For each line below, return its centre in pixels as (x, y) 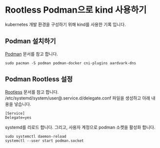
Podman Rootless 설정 (39, 79)
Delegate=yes (18, 117)
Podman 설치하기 (30, 41)
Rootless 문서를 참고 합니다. (32, 92)
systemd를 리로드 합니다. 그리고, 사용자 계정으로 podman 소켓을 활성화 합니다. (80, 127)
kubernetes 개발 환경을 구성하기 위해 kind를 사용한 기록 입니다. (65, 24)
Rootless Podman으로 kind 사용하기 (76, 10)
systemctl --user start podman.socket (44, 141)
